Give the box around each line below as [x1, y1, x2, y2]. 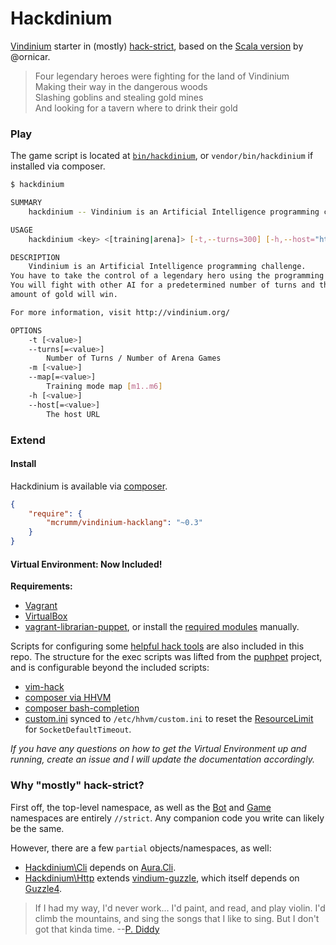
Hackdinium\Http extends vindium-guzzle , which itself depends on [24, 872, 300, 884]
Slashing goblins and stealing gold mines [34, 91, 204, 103]
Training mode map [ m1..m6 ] [46, 382, 163, 392]
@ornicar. [10, 50, 51, 62]
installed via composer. [10, 160, 106, 172]
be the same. [10, 822, 65, 834]
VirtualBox [24, 610, 68, 622]
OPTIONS [10, 325, 43, 336]
